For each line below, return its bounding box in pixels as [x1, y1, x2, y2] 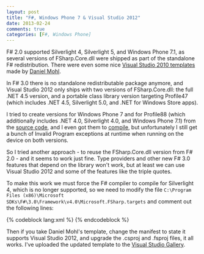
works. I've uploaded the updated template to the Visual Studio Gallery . [6, 241, 186, 249]
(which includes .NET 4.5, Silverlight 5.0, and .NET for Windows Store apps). [6, 99, 199, 107]
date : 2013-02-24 [6, 20, 51, 26]
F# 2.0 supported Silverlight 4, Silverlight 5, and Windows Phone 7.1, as [6, 48, 185, 55]
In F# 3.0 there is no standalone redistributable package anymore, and [6, 80, 183, 87]
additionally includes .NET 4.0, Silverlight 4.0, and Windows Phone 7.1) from [6, 117, 196, 125]
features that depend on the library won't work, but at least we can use [6, 161, 185, 169]
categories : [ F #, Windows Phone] [6, 32, 92, 38]
